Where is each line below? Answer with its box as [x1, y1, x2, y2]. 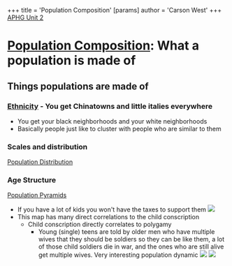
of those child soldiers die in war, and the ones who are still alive [38, 242, 224, 251]
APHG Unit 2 [7, 13, 44, 22]
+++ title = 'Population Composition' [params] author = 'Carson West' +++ [7, 6, 222, 14]
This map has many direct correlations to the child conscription [17, 213, 200, 221]
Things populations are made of [7, 80, 149, 92]
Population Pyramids [7, 191, 67, 200]
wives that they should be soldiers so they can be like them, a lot [38, 235, 225, 244]
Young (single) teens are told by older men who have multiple [38, 228, 215, 236]
